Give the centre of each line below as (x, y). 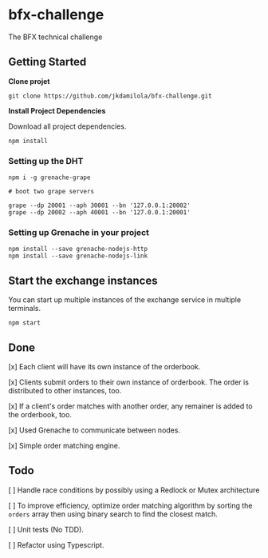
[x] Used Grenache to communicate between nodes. (95, 430)
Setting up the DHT (46, 161)
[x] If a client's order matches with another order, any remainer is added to (130, 406)
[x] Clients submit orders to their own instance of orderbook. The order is (129, 382)
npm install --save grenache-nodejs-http (78, 249)
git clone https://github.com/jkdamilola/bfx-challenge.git (110, 96)
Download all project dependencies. (67, 126)
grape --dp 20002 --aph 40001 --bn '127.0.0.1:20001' (100, 213)
